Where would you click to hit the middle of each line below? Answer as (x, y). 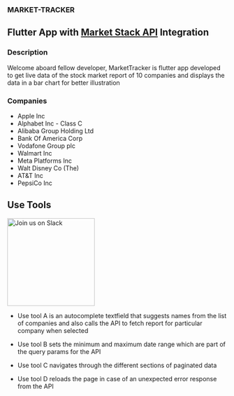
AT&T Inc (30, 175)
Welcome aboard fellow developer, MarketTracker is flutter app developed (114, 67)
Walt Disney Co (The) (48, 168)
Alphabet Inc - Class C (50, 123)
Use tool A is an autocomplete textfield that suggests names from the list (122, 315)
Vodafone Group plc (46, 146)
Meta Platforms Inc (44, 161)
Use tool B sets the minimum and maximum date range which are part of (121, 344)
